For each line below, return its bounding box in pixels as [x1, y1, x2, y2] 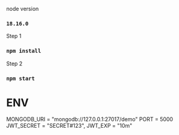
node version [6, 5, 39, 12]
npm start [6, 75, 35, 82]
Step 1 [6, 33, 22, 40]
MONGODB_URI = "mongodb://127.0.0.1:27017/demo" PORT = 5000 [6, 116, 174, 123]
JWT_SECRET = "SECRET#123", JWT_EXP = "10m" [6, 122, 133, 130]
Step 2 [6, 60, 23, 67]
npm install [6, 48, 42, 54]
